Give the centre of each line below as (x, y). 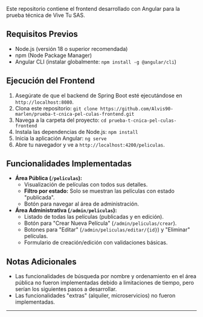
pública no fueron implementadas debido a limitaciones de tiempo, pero (105, 283)
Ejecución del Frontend (50, 81)
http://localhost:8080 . (44, 102)
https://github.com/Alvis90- (137, 108)
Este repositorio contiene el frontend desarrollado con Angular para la (93, 9)
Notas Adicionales (41, 262)
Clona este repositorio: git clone (56, 108)
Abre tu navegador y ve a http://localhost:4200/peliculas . (90, 144)
